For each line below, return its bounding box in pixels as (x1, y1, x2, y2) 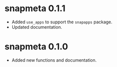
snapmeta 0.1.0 (4, 41, 68, 52)
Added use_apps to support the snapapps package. (11, 19, 113, 25)
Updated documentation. (11, 24, 62, 30)
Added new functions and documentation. (11, 57, 97, 63)
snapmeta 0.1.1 (4, 3, 66, 14)
